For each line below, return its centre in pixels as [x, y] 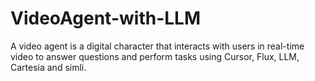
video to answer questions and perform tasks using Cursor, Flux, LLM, [155, 56]
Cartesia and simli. [48, 67]
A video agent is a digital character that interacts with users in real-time [157, 46]
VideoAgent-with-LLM [105, 18]
